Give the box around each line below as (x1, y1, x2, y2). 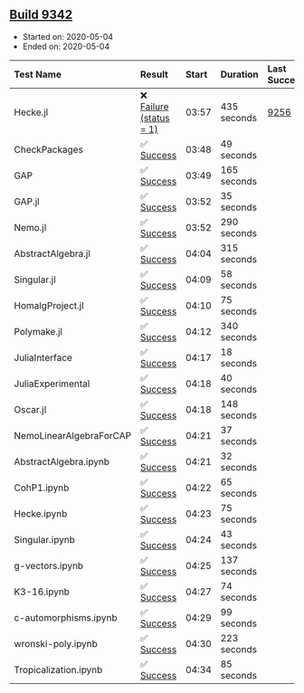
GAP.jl (14, 195, 40, 207)
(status (139, 111, 170, 124)
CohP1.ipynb (14, 481, 70, 494)
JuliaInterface (14, 351, 72, 364)
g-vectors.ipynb (14, 559, 84, 572)
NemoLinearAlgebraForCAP (14, 429, 132, 441)
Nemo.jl (14, 221, 47, 233)
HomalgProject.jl (14, 299, 84, 311)
